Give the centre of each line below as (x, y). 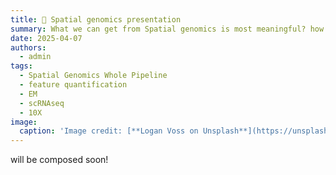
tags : (21, 66)
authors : (28, 47)
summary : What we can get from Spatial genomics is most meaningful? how (167, 29)
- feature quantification (73, 85)
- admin (35, 57)
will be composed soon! (59, 160)
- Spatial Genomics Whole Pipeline (93, 76)
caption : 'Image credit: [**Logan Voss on (109, 131)
